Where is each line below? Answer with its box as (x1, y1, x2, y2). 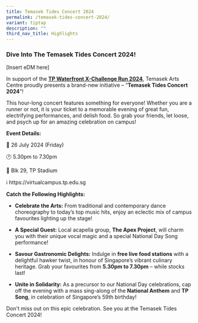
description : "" (6, 25, 46, 31)
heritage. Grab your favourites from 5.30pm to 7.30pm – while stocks (14, 263, 185, 270)
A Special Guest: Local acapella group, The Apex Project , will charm (14, 226, 184, 233)
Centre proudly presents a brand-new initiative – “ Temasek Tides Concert (6, 81, 188, 89)
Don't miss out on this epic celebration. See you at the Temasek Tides (6, 305, 177, 312)
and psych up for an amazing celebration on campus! (6, 118, 136, 125)
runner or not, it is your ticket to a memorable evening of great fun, (6, 106, 169, 113)
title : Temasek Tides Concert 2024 (6, 8, 94, 15)
